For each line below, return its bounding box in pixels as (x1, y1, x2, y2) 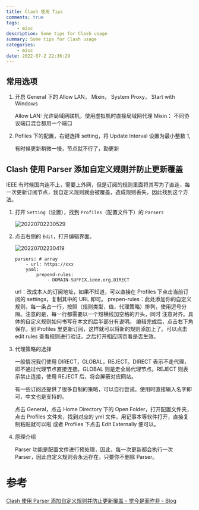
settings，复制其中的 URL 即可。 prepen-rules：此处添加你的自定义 (26, 296, 192, 303)
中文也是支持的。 (25, 393, 67, 401)
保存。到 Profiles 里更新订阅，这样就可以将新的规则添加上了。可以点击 (14, 326, 188, 333)
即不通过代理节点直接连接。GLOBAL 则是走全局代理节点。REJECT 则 (14, 365, 184, 373)
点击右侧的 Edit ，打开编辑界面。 (14, 233, 95, 240)
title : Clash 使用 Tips (6, 8, 64, 15)
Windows (14, 100, 38, 107)
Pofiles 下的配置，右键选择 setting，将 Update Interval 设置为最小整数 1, (14, 132, 191, 140)
